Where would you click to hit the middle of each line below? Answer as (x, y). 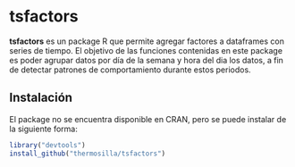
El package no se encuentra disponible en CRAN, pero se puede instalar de (148, 119)
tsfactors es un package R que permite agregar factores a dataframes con (147, 41)
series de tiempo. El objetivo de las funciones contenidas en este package (146, 50)
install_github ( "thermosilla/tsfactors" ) (88, 154)
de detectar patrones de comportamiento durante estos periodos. (131, 70)
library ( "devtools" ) (48, 145)
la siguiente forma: (44, 129)
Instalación (41, 98)
